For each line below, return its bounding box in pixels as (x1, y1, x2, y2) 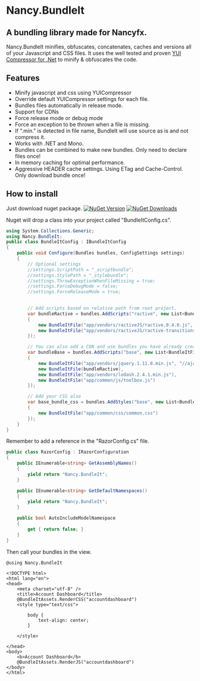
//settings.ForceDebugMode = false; (27, 283, 118, 290)
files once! (14, 152, 41, 159)
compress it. (14, 133, 46, 140)
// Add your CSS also (27, 394, 82, 400)
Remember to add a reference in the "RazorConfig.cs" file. (6, 437, 149, 445)
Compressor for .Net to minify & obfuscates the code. (6, 56, 138, 63)
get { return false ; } (27, 526, 84, 532)
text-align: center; (37, 617, 89, 623)
